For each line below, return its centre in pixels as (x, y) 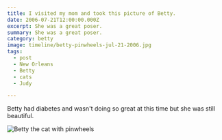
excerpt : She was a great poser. (55, 26)
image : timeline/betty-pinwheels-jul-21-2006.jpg (79, 45)
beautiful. (21, 116)
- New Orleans (33, 64)
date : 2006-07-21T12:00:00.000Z (53, 20)
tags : (15, 52)
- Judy (23, 83)
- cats (23, 77)
